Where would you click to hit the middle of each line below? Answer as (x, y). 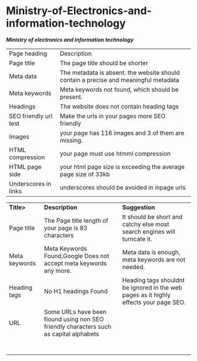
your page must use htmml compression (115, 153)
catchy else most (146, 224)
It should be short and (152, 217)
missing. (71, 140)
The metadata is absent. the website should (120, 72)
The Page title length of (76, 220)
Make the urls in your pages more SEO (113, 116)
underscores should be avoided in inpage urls (123, 187)
